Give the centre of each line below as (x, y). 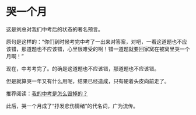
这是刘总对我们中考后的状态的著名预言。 (55, 29)
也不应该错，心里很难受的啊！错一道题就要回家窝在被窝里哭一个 (113, 49)
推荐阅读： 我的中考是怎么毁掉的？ (47, 93)
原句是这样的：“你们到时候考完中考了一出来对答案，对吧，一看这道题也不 (94, 41)
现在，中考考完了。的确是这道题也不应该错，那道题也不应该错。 (83, 68)
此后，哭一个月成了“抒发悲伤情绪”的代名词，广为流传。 (72, 106)
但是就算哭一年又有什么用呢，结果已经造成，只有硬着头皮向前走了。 (88, 81)
